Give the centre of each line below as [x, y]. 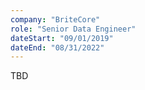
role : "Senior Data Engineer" [73, 29]
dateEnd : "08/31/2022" [57, 47]
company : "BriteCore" [55, 19]
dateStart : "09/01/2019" [62, 38]
